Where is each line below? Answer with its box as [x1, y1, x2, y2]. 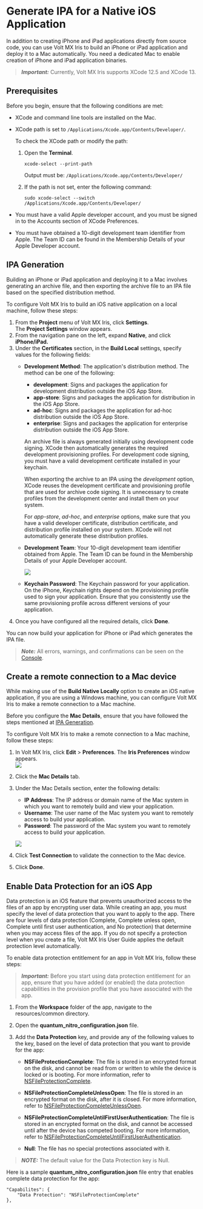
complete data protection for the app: [6, 1175, 100, 1182]
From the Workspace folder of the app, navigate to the [15, 1003, 153, 1011]
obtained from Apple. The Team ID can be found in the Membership [24, 550, 193, 558]
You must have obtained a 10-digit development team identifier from [15, 229, 185, 236]
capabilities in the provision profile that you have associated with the [21, 985, 193, 993]
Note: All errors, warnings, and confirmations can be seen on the [21, 648, 184, 655]
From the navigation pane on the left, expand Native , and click [15, 331, 171, 339]
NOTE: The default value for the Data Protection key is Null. [21, 1157, 170, 1164]
